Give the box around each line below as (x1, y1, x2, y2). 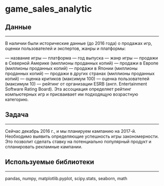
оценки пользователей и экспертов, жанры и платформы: (5, 45, 126, 51)
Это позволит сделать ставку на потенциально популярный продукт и (5, 138, 152, 145)
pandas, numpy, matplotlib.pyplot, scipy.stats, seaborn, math (5, 175, 128, 181)
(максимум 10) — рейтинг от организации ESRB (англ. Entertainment (5, 81, 147, 86)
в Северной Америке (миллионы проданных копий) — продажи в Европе (5, 60, 159, 66)
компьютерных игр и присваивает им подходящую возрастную (5, 91, 138, 97)
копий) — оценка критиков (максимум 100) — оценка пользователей (5, 76, 150, 82)
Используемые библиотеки (5, 158, 94, 166)
